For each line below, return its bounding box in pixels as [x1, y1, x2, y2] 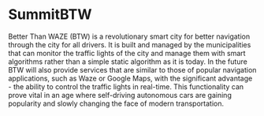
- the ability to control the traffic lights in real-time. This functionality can [8, 81, 244, 92]
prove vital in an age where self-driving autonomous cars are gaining [8, 90, 232, 99]
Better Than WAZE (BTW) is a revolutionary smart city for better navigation [8, 32, 251, 41]
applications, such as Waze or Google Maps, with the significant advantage [8, 73, 253, 83]
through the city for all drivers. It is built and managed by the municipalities [8, 39, 251, 49]
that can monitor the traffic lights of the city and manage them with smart [8, 48, 246, 58]
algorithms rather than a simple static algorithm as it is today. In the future [8, 57, 248, 66]
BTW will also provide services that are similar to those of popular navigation [8, 65, 257, 74]
